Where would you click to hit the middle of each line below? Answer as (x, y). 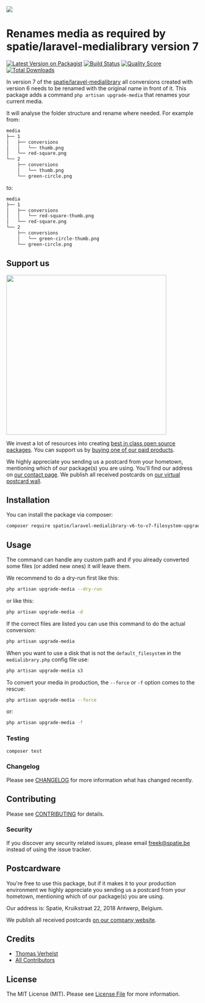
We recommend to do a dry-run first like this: (63, 578)
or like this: (20, 600)
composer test (24, 751)
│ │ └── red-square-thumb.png (50, 216)
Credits (21, 939)
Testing (18, 738)
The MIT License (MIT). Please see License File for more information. (93, 994)
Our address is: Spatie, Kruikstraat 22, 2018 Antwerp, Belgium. (85, 908)
